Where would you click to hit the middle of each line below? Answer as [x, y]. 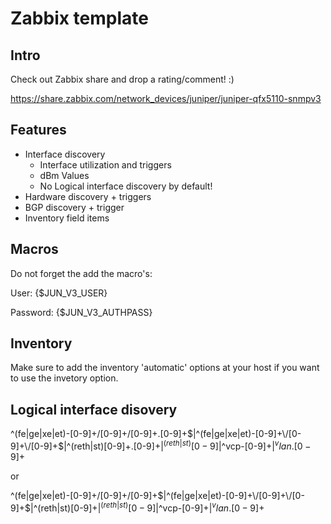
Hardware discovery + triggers [88, 196]
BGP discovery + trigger [74, 207]
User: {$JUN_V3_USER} [59, 293]
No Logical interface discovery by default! [126, 186]
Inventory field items [67, 218]
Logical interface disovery [94, 409]
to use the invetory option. [64, 378]
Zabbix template [79, 18]
